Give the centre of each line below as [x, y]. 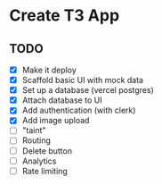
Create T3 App [65, 16]
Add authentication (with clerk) [79, 110]
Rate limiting [45, 171]
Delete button [47, 151]
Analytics [39, 161]
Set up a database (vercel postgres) [88, 90]
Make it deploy [49, 70]
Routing [36, 140]
